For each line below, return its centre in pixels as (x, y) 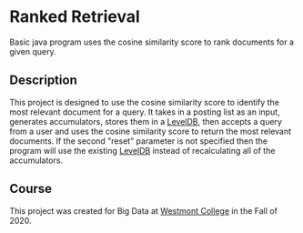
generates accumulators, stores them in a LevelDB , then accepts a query (146, 121)
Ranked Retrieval (75, 17)
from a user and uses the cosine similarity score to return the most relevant (151, 131)
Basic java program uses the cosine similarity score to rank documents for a (151, 42)
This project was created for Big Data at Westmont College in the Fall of (143, 210)
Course (31, 189)
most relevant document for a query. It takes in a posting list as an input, (145, 112)
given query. (33, 51)
